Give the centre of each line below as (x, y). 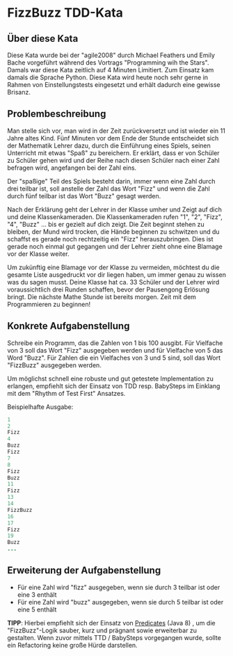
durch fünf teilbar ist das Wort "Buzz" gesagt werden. (84, 195)
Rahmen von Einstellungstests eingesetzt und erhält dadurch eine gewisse (114, 85)
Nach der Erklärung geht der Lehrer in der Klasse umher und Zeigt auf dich (115, 209)
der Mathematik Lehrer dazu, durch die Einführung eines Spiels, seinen (109, 145)
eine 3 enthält (37, 594)
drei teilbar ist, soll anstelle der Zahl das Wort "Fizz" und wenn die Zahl (109, 189)
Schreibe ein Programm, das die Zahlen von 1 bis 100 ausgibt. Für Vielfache (115, 343)
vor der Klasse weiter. (38, 254)
